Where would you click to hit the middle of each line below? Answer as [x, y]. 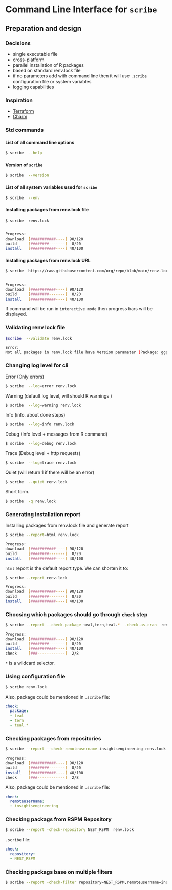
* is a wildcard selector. [30, 663]
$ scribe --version [27, 175]
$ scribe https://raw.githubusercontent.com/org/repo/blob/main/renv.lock [88, 271]
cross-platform [28, 60]
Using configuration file [35, 677]
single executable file [35, 54]
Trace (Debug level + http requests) [43, 453]
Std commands [25, 130]
